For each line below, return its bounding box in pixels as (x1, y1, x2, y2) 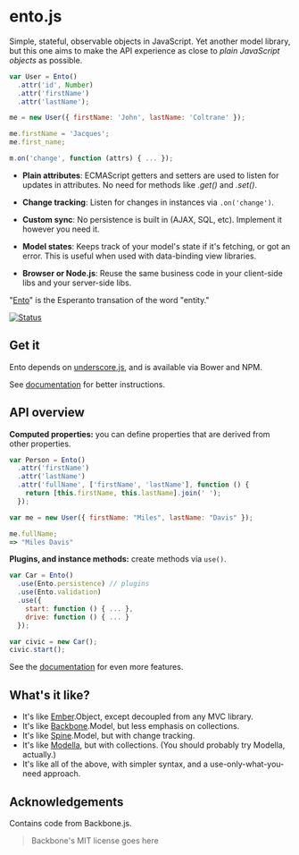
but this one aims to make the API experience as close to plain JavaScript (9, 45, 280, 55)
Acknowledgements (9, 794, 124, 809)
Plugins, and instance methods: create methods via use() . (9, 554, 227, 564)
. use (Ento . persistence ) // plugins (17, 580, 150, 588)
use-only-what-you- (209, 758, 285, 770)
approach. (43, 768, 81, 779)
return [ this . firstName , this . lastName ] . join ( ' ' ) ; (25, 489, 221, 498)
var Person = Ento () (9, 455, 87, 464)
